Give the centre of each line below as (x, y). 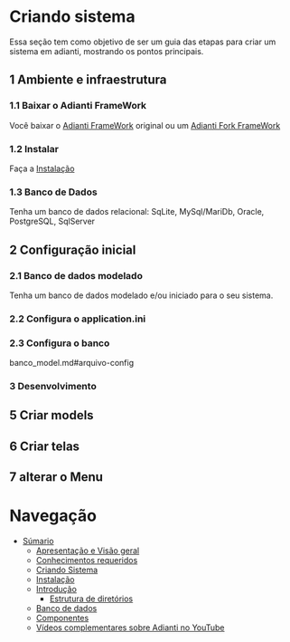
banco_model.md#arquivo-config (72, 363)
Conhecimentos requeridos (87, 561)
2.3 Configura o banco (60, 343)
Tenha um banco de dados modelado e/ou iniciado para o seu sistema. (141, 295)
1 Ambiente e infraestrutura (88, 80)
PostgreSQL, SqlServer (52, 221)
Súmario (38, 541)
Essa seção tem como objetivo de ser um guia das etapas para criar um (143, 42)
